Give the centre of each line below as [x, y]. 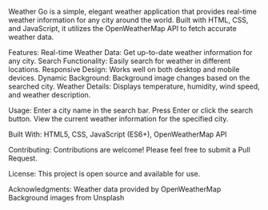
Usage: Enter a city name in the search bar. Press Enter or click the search [131, 110]
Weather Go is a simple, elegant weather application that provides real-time [133, 12]
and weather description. [50, 95]
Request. [23, 158]
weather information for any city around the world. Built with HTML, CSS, [128, 20]
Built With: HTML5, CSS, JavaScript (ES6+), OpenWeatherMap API [118, 134]
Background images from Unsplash [66, 198]
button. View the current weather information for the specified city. [118, 119]
